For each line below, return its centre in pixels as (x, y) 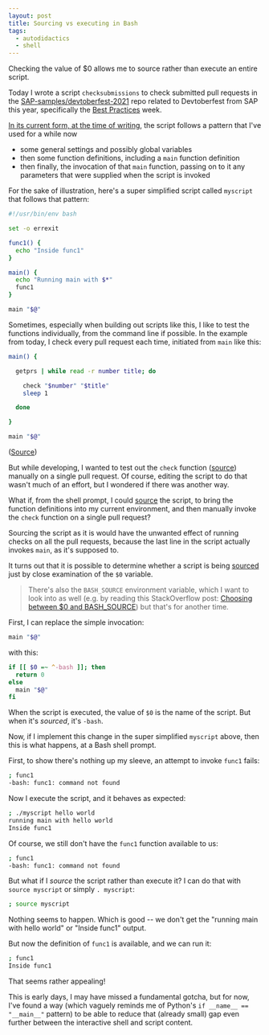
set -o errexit (34, 228)
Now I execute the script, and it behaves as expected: (97, 798)
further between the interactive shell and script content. (101, 1023)
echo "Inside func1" (50, 250)
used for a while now (43, 134)
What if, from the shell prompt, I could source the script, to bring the (121, 500)
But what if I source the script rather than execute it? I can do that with (124, 881)
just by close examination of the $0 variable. (81, 574)
